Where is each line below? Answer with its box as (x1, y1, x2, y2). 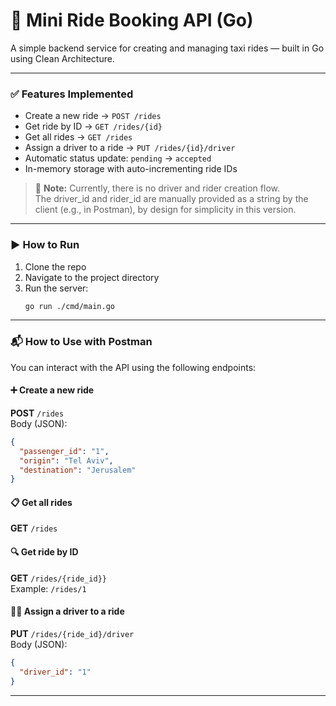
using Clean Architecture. (10, 52, 115, 64)
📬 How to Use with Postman (10, 335, 153, 349)
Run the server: (24, 282, 89, 294)
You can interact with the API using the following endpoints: (10, 361, 257, 373)
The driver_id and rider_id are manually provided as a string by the (34, 193, 309, 205)
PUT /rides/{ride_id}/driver (10, 627, 135, 639)
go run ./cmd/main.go (24, 301, 115, 311)
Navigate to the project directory (24, 271, 160, 283)
